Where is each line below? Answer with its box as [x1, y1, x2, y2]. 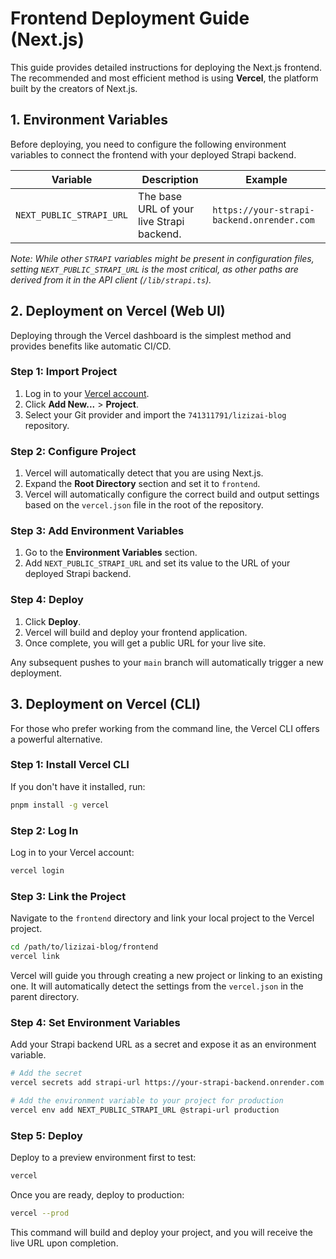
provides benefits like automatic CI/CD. [10, 340, 172, 352]
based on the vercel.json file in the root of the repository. [24, 499, 264, 511]
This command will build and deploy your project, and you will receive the [10, 1226, 314, 1238]
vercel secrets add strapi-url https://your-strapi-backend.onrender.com [10, 1078, 325, 1088]
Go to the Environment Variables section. [24, 547, 198, 559]
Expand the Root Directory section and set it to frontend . [24, 478, 261, 490]
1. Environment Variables [10, 112, 168, 129]
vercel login [10, 866, 65, 876]
